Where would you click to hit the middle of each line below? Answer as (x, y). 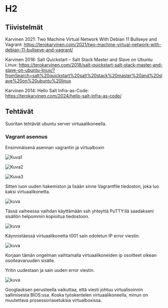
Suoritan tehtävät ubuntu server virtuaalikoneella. (56, 124)
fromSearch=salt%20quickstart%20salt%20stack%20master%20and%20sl (84, 75)
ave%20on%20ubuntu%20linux (38, 81)
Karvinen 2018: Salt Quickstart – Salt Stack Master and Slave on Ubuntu (79, 60)
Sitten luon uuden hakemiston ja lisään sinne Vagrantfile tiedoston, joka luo (82, 186)
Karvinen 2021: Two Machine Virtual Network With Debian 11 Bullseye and (81, 39)
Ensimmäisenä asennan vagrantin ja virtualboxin (55, 148)
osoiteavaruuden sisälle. (30, 260)
